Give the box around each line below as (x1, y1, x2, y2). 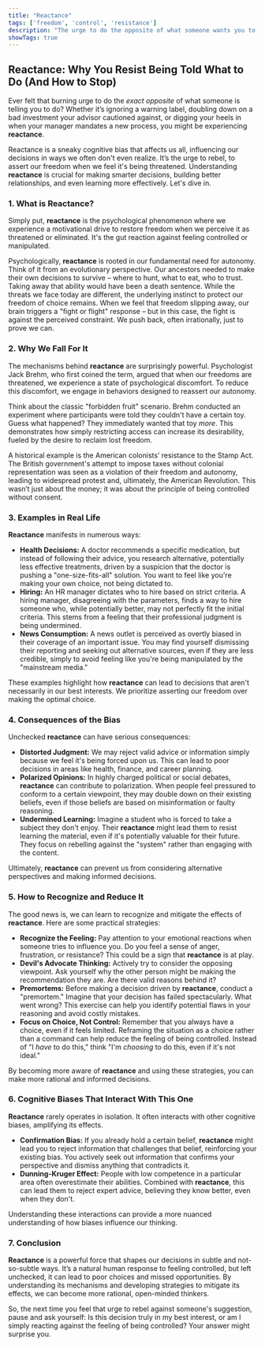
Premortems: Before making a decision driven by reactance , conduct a (19, 983, 253, 993)
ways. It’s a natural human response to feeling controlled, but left (40, 1264, 252, 1273)
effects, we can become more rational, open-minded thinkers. (8, 1289, 210, 1299)
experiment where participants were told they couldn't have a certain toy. (8, 409, 246, 419)
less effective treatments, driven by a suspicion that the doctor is (19, 562, 231, 571)
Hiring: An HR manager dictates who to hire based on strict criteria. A (19, 587, 246, 596)
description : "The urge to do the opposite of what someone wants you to (8, 26, 256, 34)
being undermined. (19, 620, 82, 630)
